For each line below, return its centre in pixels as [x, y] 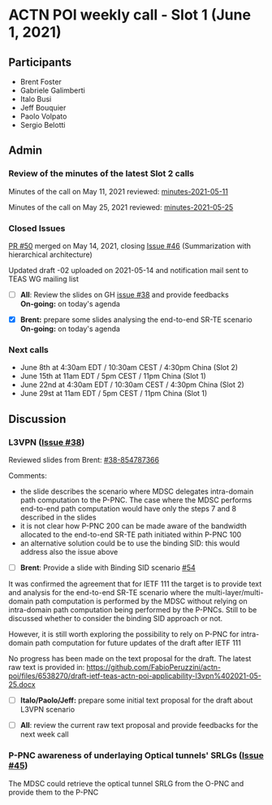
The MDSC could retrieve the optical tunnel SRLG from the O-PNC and [126, 783]
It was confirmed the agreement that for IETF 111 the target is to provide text [135, 584]
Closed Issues [37, 228]
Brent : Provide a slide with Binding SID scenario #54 [108, 568]
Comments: [28, 476]
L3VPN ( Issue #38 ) [47, 442]
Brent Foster [41, 82]
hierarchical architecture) [51, 255]
